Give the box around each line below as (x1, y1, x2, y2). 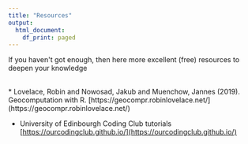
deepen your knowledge (8, 64, 88, 73)
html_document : (15, 26, 66, 34)
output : (8, 19, 34, 27)
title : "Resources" (8, 11, 73, 20)
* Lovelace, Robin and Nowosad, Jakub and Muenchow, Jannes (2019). (8, 87, 241, 97)
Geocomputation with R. (8, 95, 87, 105)
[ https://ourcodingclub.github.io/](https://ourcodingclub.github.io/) (19, 127, 237, 137)
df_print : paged (22, 33, 77, 42)
